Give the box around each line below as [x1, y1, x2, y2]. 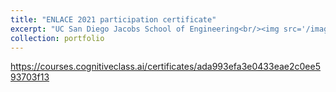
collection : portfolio [10, 33, 105, 43]
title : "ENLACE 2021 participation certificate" [10, 14, 217, 25]
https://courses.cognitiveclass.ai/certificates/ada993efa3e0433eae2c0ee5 [10, 61, 321, 73]
